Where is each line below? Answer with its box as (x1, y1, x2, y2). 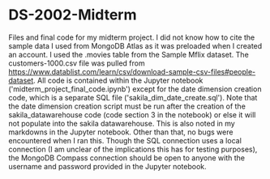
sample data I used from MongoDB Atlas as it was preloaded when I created (8, 40, 263, 50)
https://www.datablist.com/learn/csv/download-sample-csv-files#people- (8, 66, 256, 76)
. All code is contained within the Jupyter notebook (33, 75, 204, 85)
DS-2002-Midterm (8, 6, 137, 24)
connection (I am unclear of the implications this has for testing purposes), (8, 144, 258, 154)
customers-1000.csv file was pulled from (8, 58, 145, 68)
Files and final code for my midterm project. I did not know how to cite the (8, 32, 255, 42)
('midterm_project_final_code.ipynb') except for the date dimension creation (8, 83, 262, 94)
